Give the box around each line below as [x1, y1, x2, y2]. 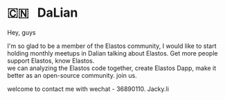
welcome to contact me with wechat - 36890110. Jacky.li [7, 85, 170, 93]
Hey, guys [7, 28, 36, 36]
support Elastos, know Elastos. [7, 56, 95, 65]
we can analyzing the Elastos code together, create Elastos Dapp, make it [7, 64, 217, 72]
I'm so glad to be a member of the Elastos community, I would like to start [7, 42, 217, 50]
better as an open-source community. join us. [7, 71, 137, 79]
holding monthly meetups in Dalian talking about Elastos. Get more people [7, 49, 218, 57]
